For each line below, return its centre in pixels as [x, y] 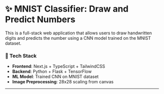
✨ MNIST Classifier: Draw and [67, 9]
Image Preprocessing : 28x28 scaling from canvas [63, 82]
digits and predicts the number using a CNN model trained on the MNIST [78, 38]
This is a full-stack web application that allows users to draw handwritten [79, 33]
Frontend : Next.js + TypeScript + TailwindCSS [59, 66]
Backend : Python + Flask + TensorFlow [52, 72]
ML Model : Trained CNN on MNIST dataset [55, 77]
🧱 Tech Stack [21, 56]
